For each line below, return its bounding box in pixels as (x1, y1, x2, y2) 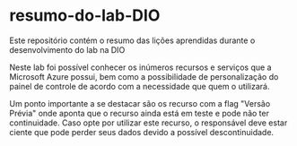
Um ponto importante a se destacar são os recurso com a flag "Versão (9, 98, 271, 108)
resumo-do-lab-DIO (9, 5, 161, 26)
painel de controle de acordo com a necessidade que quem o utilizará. (9, 81, 270, 91)
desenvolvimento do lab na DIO (9, 44, 126, 55)
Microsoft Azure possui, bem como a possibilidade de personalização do (9, 71, 279, 82)
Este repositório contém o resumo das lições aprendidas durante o (9, 35, 256, 46)
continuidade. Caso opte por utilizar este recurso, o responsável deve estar (9, 117, 288, 128)
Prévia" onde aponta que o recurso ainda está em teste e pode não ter (9, 107, 269, 118)
